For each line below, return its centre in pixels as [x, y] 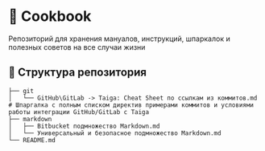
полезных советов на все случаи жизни [77, 47]
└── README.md [32, 140]
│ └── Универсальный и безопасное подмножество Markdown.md [115, 133]
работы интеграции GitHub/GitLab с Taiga [79, 112]
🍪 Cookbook [50, 16]
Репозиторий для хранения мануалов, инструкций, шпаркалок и [120, 39]
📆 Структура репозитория [78, 73]
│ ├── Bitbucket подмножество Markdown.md [84, 126]
